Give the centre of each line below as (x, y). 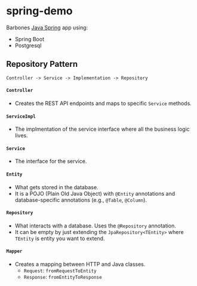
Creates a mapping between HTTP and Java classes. (80, 264)
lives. (21, 136)
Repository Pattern (42, 64)
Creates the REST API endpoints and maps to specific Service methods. (103, 103)
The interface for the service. (51, 161)
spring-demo (39, 11)
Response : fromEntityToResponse (63, 276)
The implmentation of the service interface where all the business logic (102, 129)
